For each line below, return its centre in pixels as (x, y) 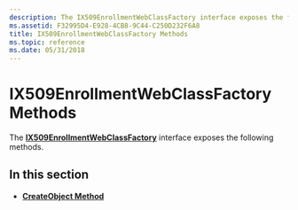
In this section (49, 175)
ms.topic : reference (47, 42)
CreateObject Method (63, 196)
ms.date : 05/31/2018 (47, 51)
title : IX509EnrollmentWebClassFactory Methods (99, 34)
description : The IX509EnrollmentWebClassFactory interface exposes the (146, 17)
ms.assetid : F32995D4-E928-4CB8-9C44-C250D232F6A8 (105, 26)
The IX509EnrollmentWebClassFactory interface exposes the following (141, 137)
